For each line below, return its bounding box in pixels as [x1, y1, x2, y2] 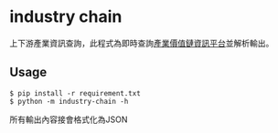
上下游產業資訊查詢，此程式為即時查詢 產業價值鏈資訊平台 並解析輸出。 [9, 37, 274, 48]
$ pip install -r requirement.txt [9, 88, 142, 97]
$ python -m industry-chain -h [9, 97, 129, 106]
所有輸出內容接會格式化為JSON [9, 114, 128, 125]
